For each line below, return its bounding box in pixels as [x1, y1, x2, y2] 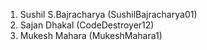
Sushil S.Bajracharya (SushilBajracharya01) [19, 9, 198, 20]
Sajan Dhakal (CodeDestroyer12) [19, 19, 155, 31]
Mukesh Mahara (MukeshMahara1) [19, 30, 163, 41]
